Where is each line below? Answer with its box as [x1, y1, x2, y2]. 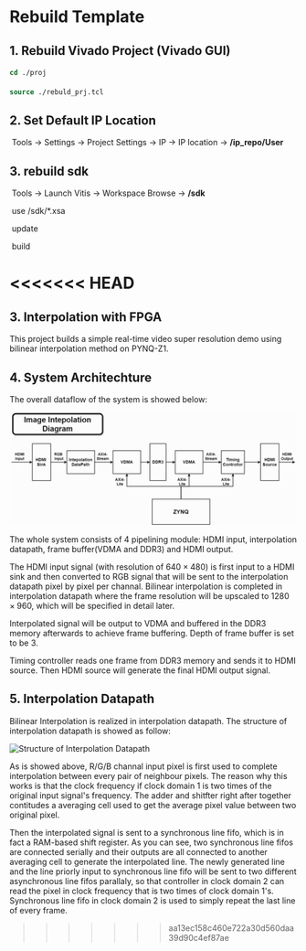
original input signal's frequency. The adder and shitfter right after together [9, 789, 292, 801]
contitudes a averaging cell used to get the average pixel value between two [9, 799, 297, 810]
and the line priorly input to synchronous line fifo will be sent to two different [9, 866, 297, 877]
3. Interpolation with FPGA [9, 309, 163, 325]
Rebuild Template [9, 6, 145, 27]
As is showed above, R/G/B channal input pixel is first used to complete [9, 761, 278, 772]
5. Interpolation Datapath [9, 691, 155, 707]
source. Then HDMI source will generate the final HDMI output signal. [9, 665, 271, 676]
